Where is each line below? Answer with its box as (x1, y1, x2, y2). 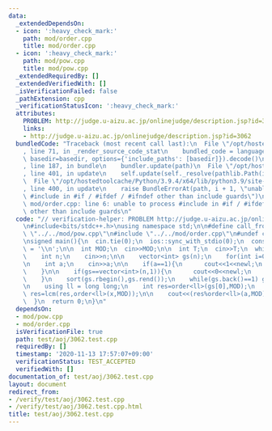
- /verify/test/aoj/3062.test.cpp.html (8, 403, 143, 411)
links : (23, 125, 45, 133)
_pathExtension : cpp (15, 95, 85, 103)
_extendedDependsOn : (15, 19, 85, 27)
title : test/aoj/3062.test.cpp (8, 410, 114, 419)
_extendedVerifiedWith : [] (15, 79, 107, 87)
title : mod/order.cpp (23, 42, 96, 50)
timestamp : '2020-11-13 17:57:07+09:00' (15, 350, 154, 358)
